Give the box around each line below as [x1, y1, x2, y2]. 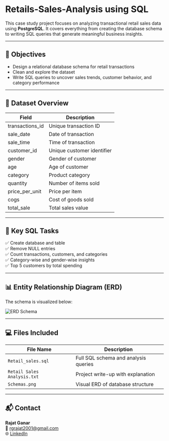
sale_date [8, 130, 31, 137]
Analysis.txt [8, 374, 39, 380]
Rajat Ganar [5, 419, 30, 426]
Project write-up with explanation [75, 371, 155, 378]
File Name [27, 346, 52, 353]
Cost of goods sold [48, 196, 94, 203]
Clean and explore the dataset [12, 69, 75, 75]
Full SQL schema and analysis [75, 354, 146, 361]
